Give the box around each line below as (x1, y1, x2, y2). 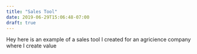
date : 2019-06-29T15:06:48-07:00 (6, 14, 90, 20)
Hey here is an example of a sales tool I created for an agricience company (6, 36, 191, 43)
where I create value (6, 42, 57, 49)
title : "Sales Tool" (6, 8, 58, 15)
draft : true (6, 20, 36, 26)
